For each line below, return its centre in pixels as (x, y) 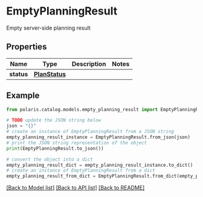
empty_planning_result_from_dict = (51, 176)
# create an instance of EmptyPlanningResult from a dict (81, 170)
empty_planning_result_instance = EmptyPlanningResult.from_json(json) (98, 137)
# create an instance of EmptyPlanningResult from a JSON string (90, 132)
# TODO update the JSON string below (54, 120)
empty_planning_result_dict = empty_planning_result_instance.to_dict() (100, 165)
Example (23, 96)
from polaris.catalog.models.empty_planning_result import (82, 109)
